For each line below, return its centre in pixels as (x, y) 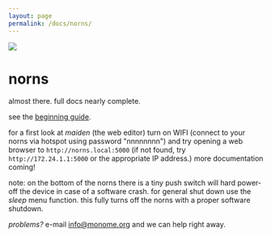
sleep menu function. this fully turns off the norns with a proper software (129, 200)
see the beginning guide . (50, 117)
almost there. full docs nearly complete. (75, 101)
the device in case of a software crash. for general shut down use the (135, 192)
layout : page (30, 16)
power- (249, 183)
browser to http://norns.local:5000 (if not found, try (97, 150)
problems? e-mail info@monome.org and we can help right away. (117, 225)
